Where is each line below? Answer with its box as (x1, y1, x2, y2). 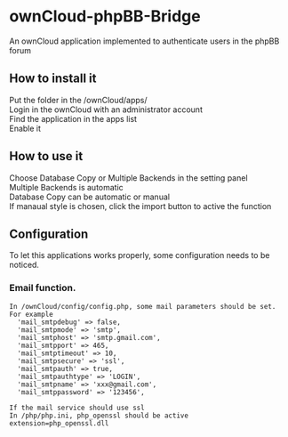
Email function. (9, 282, 76, 295)
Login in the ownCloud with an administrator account (9, 104, 203, 115)
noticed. (9, 260, 40, 271)
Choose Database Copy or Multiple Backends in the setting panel (9, 172, 248, 183)
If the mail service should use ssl (9, 403, 145, 412)
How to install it (9, 71, 97, 86)
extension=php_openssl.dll (9, 418, 109, 428)
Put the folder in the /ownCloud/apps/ (9, 94, 148, 105)
